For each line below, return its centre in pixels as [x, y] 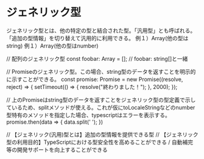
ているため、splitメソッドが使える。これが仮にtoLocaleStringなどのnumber [101, 107]
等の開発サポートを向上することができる [57, 149]
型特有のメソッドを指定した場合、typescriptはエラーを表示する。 [88, 115]
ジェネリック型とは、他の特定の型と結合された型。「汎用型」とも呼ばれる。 [101, 30]
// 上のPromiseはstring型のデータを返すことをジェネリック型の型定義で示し [101, 100]
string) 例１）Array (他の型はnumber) [52, 46]
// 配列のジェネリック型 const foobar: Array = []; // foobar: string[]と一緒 [97, 58]
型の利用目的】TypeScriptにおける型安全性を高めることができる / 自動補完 [100, 142]
